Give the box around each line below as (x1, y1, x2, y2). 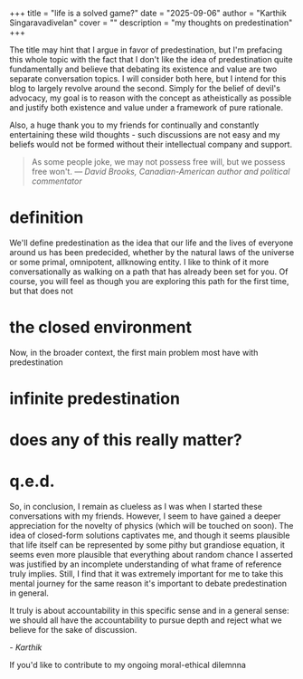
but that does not (9, 285, 74, 296)
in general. (9, 588, 50, 598)
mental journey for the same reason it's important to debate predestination (9, 579, 288, 589)
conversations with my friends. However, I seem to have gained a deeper (9, 511, 281, 521)
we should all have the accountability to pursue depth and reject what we (9, 615, 282, 626)
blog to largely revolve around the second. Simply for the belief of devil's (9, 83, 280, 93)
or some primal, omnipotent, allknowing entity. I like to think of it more (9, 256, 270, 267)
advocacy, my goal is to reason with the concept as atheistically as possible (9, 92, 292, 103)
